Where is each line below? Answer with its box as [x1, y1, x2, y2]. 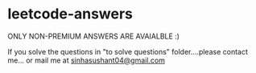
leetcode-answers [7, 5, 134, 23]
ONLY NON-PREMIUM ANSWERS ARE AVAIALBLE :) [7, 31, 180, 41]
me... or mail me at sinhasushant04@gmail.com [7, 55, 166, 65]
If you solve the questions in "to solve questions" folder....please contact [7, 47, 249, 56]
